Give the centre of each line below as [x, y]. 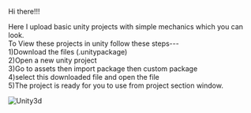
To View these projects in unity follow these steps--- [94, 43]
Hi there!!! [24, 11]
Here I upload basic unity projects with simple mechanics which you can [126, 26]
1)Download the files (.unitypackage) [68, 52]
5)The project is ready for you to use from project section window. [116, 85]
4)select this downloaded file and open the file [84, 77]
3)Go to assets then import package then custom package [103, 69]
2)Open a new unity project [52, 60]
